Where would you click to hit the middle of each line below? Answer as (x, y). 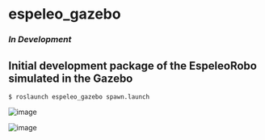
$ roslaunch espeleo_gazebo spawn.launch (79, 97)
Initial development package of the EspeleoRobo (132, 66)
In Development (40, 40)
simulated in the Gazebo (71, 78)
